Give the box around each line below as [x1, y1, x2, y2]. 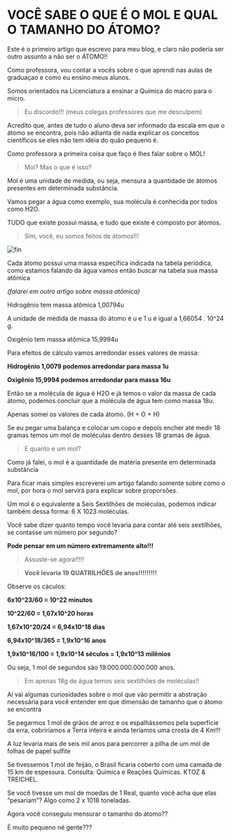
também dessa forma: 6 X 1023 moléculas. [7, 507, 130, 515]
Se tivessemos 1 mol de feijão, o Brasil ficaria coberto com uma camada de [7, 760, 222, 768]
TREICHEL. [7, 775, 39, 784]
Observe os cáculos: [7, 582, 67, 591]
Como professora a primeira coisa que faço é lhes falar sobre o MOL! [7, 149, 206, 158]
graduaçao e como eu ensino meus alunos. [7, 73, 131, 82]
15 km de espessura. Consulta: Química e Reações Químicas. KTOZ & [7, 768, 206, 776]
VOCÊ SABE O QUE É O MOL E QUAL [7, 7, 218, 23]
